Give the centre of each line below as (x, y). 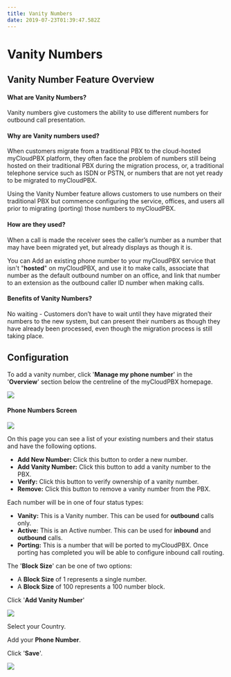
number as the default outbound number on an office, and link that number (114, 275)
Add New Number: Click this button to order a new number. (102, 459)
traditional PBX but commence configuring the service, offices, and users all (116, 201)
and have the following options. (52, 446)
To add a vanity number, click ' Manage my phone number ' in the (100, 374)
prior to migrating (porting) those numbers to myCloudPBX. (92, 209)
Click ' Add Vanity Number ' (46, 600)
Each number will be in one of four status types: (75, 502)
